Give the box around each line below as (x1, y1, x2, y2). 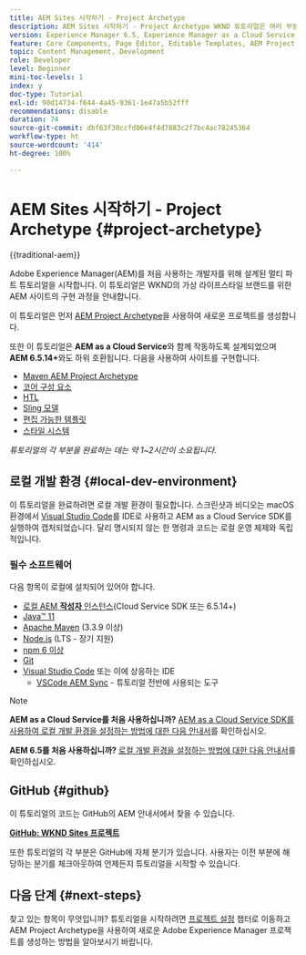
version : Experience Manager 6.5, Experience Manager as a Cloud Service (9, 30, 296, 39)
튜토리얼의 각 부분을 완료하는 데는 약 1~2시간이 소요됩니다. (9, 444, 217, 456)
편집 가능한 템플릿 (22, 414, 87, 425)
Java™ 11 (22, 611, 55, 621)
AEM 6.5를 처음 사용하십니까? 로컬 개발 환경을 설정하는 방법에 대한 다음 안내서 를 (9, 744, 296, 755)
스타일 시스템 (22, 425, 70, 436)
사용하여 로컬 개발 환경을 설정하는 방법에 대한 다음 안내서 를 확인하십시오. (9, 725, 267, 736)
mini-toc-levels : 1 (9, 73, 84, 82)
